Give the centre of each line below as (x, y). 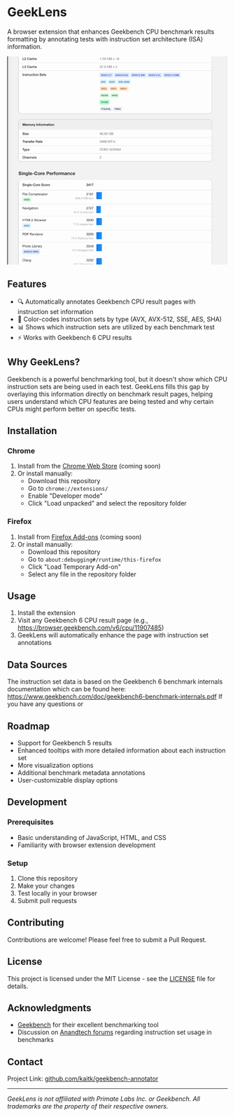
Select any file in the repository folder (82, 574)
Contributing (36, 923)
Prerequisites (30, 822)
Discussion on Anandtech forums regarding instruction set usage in (114, 1032)
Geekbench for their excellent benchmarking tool (88, 1025)
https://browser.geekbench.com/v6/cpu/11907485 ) (91, 628)
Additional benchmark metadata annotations (81, 773)
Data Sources (37, 664)
